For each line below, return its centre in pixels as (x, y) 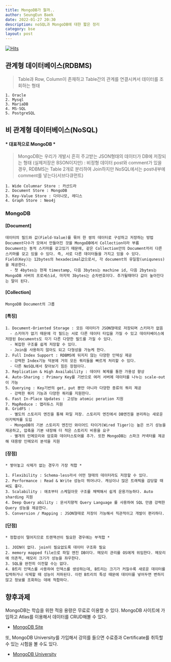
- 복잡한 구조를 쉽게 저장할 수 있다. (44, 344)
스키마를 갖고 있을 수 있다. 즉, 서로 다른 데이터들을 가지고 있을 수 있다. (73, 254)
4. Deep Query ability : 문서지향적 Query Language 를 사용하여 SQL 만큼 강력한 (85, 503)
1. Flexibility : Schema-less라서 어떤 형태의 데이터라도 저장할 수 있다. (77, 476)
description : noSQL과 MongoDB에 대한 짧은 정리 (53, 24)
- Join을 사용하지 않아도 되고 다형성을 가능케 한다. (58, 350)
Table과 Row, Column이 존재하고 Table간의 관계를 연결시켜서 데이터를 (88, 79)
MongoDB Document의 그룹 (30, 304)
